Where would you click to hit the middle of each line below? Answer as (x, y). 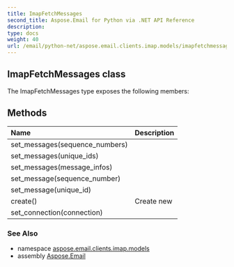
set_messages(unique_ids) (55, 155)
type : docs (23, 33)
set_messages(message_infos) (62, 167)
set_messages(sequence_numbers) (69, 144)
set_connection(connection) (57, 212)
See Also (23, 233)
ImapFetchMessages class (67, 74)
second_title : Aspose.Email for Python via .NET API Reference (101, 20)
